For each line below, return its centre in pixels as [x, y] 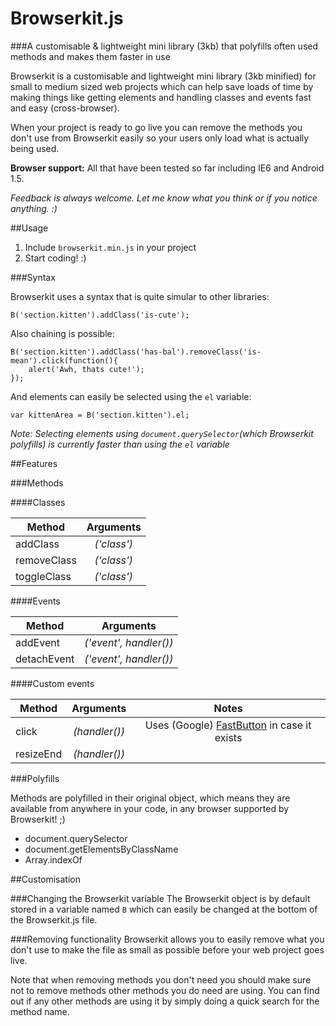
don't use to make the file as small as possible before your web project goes [167, 949]
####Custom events [52, 683]
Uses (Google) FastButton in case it [228, 725]
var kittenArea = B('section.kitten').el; [100, 415]
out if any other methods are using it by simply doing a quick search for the [165, 1001]
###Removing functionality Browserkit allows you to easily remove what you [167, 939]
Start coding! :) [55, 258]
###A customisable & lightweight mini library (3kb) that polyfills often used [164, 46]
